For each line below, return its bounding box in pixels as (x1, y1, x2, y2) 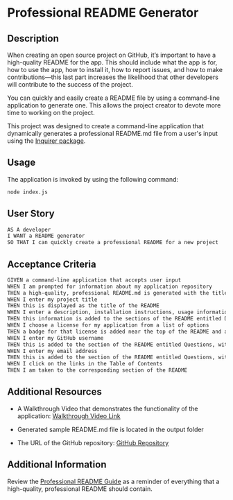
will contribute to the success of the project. (7, 80, 133, 88)
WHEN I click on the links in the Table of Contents (7, 361, 163, 368)
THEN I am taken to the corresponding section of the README (7, 367, 188, 374)
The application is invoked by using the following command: (7, 175, 179, 183)
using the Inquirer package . (7, 137, 86, 145)
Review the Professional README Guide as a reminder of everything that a (7, 477, 220, 485)
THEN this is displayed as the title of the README (7, 302, 159, 309)
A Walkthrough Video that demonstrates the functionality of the (17, 404, 198, 413)
